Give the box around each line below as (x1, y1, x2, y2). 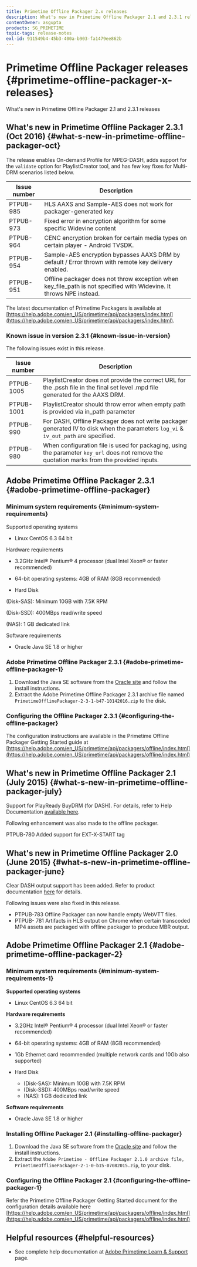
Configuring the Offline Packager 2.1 (6, 1176, 112, 1184)
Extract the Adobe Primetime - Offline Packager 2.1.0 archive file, (14, 1155, 185, 1162)
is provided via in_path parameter (43, 408, 135, 416)
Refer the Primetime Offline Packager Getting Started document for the (6, 1197, 178, 1204)
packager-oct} (6, 141, 61, 151)
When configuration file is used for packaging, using (43, 441, 187, 449)
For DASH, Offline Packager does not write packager (43, 417, 188, 425)
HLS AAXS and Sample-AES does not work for (44, 200, 173, 208)
